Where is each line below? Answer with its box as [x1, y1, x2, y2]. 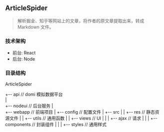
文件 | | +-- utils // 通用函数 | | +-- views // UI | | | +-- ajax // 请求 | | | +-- [9, 115, 158, 121]
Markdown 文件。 [17, 24, 54, 30]
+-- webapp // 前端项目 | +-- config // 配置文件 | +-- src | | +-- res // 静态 [5, 109, 156, 115]
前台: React [12, 50, 36, 56]
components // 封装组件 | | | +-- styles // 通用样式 [5, 122, 107, 128]
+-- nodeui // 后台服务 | [5, 103, 53, 109]
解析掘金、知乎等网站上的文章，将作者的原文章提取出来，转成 [17, 17, 145, 24]
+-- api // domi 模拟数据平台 [5, 91, 63, 97]
